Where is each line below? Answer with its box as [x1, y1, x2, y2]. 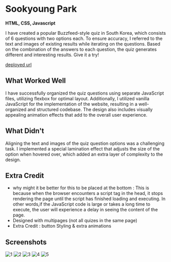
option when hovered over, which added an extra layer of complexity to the [5, 151, 163, 157]
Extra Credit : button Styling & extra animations [12, 223, 111, 229]
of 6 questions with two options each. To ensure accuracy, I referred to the [5, 35, 163, 41]
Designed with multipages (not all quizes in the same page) [12, 217, 138, 224]
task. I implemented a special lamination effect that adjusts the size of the [5, 145, 160, 151]
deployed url [5, 61, 32, 68]
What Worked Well [5, 76, 66, 85]
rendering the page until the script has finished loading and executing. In [12, 195, 166, 202]
